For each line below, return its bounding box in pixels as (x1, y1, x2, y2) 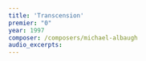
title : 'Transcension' (8, 11, 84, 20)
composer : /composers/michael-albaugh (8, 33, 138, 42)
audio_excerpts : (8, 41, 63, 49)
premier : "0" (8, 19, 52, 27)
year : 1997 (8, 26, 45, 34)
